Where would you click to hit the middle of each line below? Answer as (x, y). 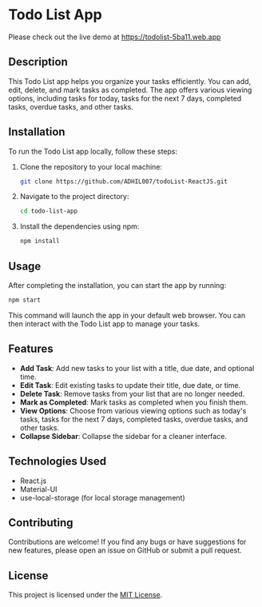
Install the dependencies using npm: (79, 226)
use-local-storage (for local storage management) (102, 497)
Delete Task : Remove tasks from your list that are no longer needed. (132, 393)
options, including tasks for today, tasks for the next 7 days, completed (125, 98)
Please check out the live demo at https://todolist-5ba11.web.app (115, 37)
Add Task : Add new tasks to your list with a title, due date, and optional (137, 368)
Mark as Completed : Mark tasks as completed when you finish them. (134, 402)
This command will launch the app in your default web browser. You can (127, 315)
